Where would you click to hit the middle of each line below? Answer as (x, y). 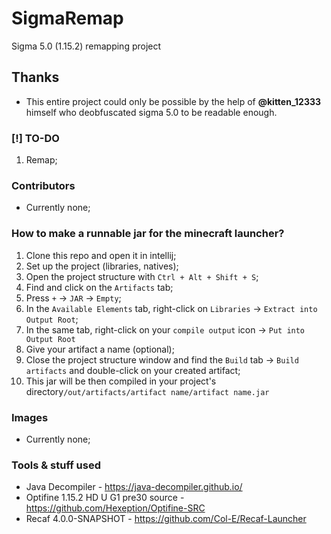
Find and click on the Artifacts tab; (99, 287)
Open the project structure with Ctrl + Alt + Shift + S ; (142, 276)
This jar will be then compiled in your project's (121, 381)
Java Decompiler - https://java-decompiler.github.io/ (134, 487)
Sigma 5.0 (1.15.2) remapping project (86, 46)
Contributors (43, 185)
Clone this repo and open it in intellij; (101, 255)
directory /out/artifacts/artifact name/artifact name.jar (147, 391)
